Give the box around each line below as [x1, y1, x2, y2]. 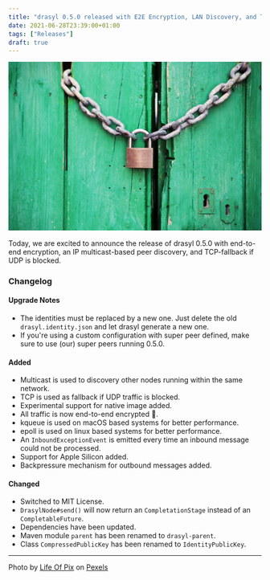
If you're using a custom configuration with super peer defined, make [19, 330, 250, 341]
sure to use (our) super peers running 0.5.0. [19, 339, 165, 349]
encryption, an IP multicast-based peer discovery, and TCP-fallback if [22, 247, 255, 256]
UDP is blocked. [8, 255, 62, 265]
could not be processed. [19, 443, 101, 453]
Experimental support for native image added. [19, 401, 173, 410]
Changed [8, 479, 40, 488]
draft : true [8, 39, 48, 47]
